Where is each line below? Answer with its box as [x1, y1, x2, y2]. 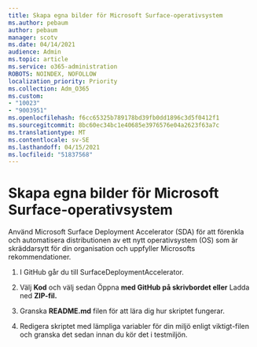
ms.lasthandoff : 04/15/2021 [8, 143, 101, 151]
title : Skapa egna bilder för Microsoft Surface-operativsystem [8, 11, 223, 20]
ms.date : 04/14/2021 [8, 41, 76, 49]
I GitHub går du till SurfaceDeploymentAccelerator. [19, 268, 185, 277]
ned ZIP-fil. [19, 291, 57, 301]
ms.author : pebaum [8, 19, 68, 27]
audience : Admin [8, 48, 61, 56]
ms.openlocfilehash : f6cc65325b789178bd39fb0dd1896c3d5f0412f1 [8, 114, 220, 122]
